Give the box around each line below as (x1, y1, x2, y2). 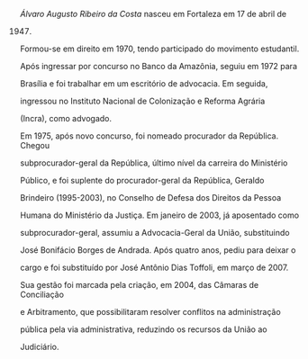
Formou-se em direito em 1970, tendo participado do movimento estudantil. (20, 43, 300, 54)
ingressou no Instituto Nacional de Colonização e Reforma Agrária (20, 95, 266, 106)
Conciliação (20, 289, 65, 300)
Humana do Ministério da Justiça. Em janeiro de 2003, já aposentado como (20, 210, 300, 220)
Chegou (20, 140, 50, 150)
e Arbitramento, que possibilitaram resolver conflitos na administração (20, 307, 281, 317)
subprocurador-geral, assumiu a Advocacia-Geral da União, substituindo (20, 228, 290, 238)
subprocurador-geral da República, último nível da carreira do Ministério (20, 157, 288, 168)
